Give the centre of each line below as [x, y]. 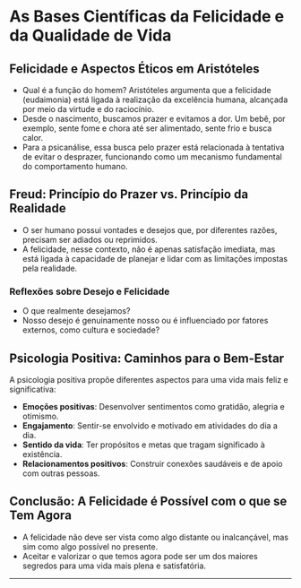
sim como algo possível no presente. [90, 546]
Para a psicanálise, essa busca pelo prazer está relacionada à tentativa [153, 147]
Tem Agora [40, 516]
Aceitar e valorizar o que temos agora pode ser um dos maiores [140, 556]
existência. [42, 454]
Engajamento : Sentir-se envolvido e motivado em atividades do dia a [150, 425]
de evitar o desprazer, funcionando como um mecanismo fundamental [152, 157]
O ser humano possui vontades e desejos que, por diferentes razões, [150, 229]
